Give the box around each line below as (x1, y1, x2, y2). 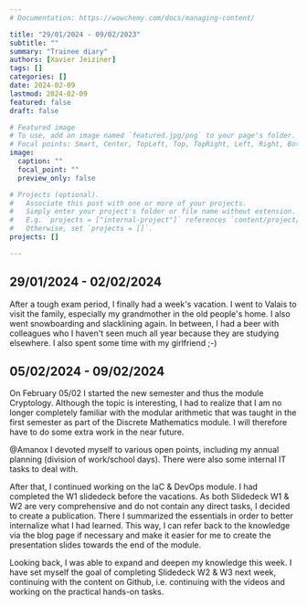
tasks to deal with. (9, 464, 79, 475)
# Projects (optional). (9, 190, 101, 199)
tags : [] (9, 64, 43, 73)
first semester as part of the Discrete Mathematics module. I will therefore (9, 417, 288, 428)
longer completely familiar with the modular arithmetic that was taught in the (9, 407, 297, 418)
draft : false (9, 106, 59, 115)
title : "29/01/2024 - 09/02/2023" (9, 29, 142, 39)
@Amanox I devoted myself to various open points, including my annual (9, 444, 280, 455)
